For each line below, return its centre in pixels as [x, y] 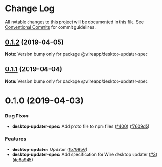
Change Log [30, 8]
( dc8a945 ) [22, 160]
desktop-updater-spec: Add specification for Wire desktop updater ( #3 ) [85, 155]
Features [16, 139]
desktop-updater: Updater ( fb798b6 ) [50, 150]
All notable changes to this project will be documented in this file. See [74, 22]
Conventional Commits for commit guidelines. [50, 27]
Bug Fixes [17, 116]
